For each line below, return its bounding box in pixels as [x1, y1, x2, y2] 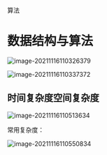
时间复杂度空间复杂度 [7, 92, 99, 104]
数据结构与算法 [7, 34, 94, 49]
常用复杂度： [7, 125, 44, 134]
